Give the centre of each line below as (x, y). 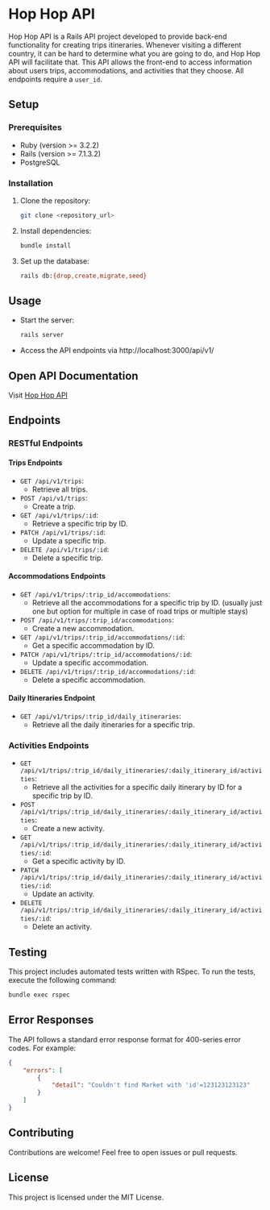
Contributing (41, 1133)
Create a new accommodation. (83, 628)
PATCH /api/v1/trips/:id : (63, 532)
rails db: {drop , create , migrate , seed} (83, 276)
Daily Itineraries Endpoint (52, 698)
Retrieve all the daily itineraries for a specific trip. (113, 724)
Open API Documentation (73, 376)
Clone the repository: (55, 200)
